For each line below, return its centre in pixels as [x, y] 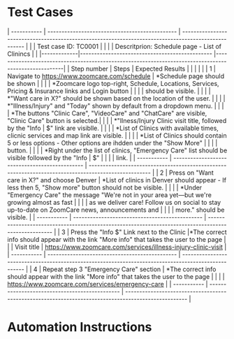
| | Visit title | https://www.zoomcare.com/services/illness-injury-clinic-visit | [117, 247]
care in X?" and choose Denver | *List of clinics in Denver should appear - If [117, 180]
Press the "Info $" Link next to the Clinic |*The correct [149, 232]
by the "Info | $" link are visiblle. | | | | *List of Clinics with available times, [113, 128]
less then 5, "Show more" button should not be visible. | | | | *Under [105, 187]
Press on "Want [191, 173]
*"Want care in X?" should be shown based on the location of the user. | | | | [116, 98]
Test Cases [40, 12]
